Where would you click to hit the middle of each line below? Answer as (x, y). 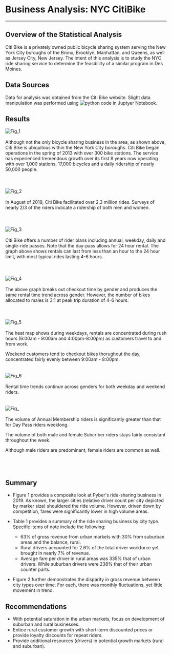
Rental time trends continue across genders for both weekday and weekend (85, 387)
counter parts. (35, 570)
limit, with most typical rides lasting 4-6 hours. (54, 257)
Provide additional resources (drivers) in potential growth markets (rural (88, 641)
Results (18, 119)
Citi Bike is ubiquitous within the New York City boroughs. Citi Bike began (82, 148)
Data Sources (27, 85)
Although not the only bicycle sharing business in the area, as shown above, (85, 142)
